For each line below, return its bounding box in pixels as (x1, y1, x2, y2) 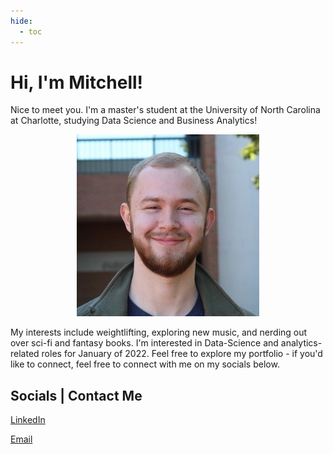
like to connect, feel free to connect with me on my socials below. (10, 358, 280, 370)
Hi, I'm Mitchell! (10, 71, 144, 94)
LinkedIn (10, 414, 46, 426)
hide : (10, 16, 33, 26)
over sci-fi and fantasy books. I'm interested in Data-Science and (10, 337, 279, 349)
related (10, 348, 40, 360)
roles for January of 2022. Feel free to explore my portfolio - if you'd (41, 348, 323, 360)
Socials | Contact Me (10, 387, 143, 404)
